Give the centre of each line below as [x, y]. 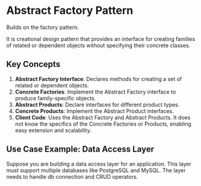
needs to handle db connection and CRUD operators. [72, 176]
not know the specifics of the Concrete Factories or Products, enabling [103, 124]
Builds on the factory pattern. [43, 27]
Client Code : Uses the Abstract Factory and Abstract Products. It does [103, 117]
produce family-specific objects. [55, 98]
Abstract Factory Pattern [70, 11]
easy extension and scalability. [53, 130]
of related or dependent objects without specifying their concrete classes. [98, 45]
